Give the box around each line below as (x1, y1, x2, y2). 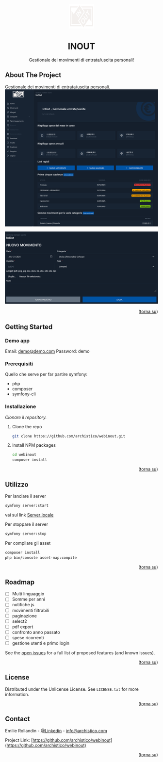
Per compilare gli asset (5, 540, 51, 546)
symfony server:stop (5, 531, 47, 536)
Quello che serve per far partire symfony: (5, 372, 88, 377)
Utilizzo (5, 480, 29, 488)
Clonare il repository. (5, 414, 47, 420)
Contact (5, 715, 30, 723)
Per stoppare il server (5, 521, 49, 527)
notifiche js (12, 602, 35, 608)
